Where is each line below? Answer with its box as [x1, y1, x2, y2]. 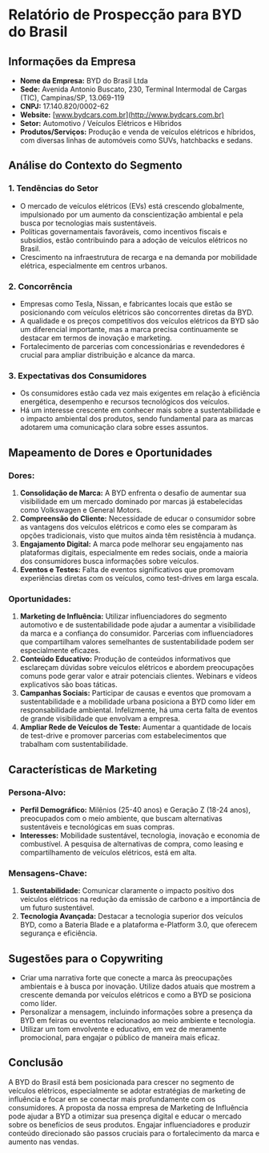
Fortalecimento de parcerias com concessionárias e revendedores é [19, 341, 246, 351]
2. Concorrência [8, 281, 73, 292]
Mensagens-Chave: [8, 867, 88, 879]
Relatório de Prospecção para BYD [8, 6, 243, 24]
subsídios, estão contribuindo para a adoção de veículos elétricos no [19, 235, 248, 245]
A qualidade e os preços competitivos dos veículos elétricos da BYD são [19, 315, 259, 326]
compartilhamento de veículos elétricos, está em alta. [19, 847, 197, 857]
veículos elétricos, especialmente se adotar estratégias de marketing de [8, 1086, 246, 1095]
